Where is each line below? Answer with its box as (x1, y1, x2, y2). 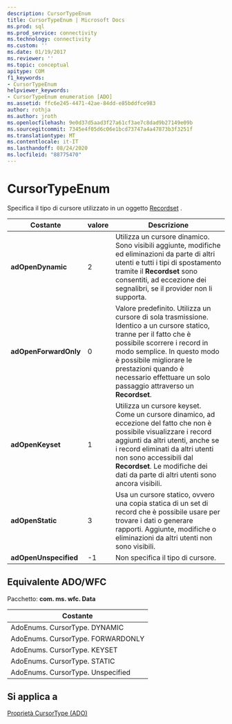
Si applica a (7, 691, 58, 703)
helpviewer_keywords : (7, 87, 70, 94)
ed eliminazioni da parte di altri (115, 249, 215, 259)
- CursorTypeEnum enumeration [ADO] (7, 94, 113, 101)
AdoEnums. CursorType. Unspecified (10, 667, 131, 677)
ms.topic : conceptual (7, 61, 70, 68)
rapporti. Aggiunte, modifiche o (115, 524, 217, 534)
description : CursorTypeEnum (7, 10, 91, 17)
